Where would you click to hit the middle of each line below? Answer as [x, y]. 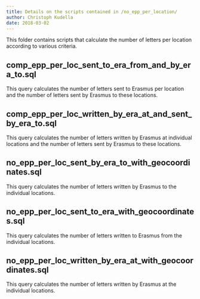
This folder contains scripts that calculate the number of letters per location [99, 40]
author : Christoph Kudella [40, 17]
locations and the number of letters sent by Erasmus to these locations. [94, 144]
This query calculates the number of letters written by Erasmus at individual [99, 138]
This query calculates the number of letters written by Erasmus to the [92, 187]
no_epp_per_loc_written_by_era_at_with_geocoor [100, 261]
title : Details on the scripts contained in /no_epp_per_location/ [92, 12]
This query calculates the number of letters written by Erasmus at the [91, 284]
